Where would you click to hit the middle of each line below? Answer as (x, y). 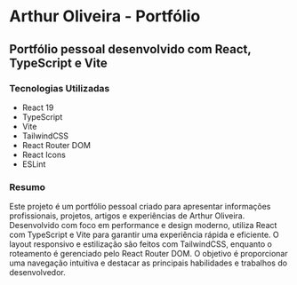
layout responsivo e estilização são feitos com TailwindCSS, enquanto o (141, 244)
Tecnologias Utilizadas (60, 88)
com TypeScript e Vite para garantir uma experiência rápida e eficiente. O (144, 235)
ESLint (34, 164)
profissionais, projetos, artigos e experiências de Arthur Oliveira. (127, 216)
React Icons (44, 154)
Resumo (28, 186)
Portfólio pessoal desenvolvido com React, (130, 49)
